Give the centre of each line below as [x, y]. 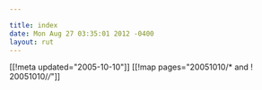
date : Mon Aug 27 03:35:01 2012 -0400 [82, 33]
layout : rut [31, 42]
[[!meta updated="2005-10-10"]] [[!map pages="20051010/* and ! [131, 67]
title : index [34, 25]
